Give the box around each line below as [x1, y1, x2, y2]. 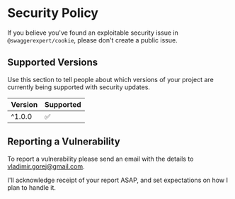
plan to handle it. [7, 183, 57, 192]
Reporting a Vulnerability [7, 136, 120, 148]
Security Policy [7, 5, 99, 21]
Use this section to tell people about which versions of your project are [7, 75, 214, 84]
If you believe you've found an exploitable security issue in [7, 28, 178, 37]
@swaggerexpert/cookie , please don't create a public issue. [7, 35, 178, 44]
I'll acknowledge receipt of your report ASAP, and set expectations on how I [7, 176, 229, 184]
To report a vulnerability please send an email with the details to [7, 154, 194, 163]
